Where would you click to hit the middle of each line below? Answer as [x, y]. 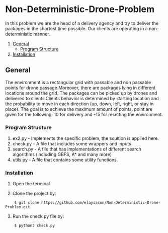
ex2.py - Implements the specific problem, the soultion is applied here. [86, 138]
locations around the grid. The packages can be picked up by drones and [81, 93]
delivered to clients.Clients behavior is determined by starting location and [82, 98]
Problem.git [18, 207]
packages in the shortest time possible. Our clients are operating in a [77, 28]
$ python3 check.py [35, 226]
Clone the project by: [34, 193]
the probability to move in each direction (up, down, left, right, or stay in [79, 104]
